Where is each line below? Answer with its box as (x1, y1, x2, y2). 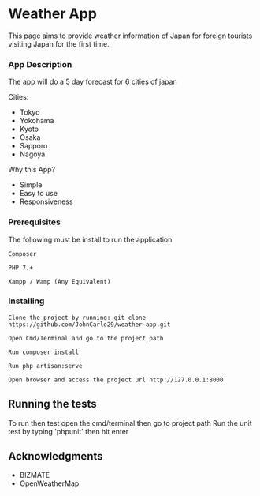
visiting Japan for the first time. (8, 39, 110, 48)
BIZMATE (19, 471, 50, 480)
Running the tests (8, 397, 97, 411)
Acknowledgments (8, 449, 104, 463)
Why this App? (8, 165, 56, 175)
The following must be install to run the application (8, 235, 173, 244)
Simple (19, 180, 43, 190)
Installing (8, 295, 45, 306)
